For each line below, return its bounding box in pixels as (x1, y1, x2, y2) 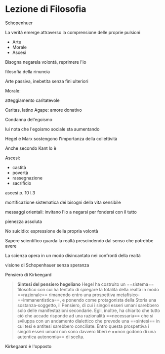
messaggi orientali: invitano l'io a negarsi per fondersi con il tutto (5, 209, 137, 215)
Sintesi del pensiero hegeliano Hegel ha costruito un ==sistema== (17, 281, 154, 287)
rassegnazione (12, 175, 43, 181)
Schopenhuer (5, 20, 33, 26)
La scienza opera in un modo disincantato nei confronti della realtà (5, 252, 141, 258)
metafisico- (116, 292, 140, 298)
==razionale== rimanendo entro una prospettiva (17, 292, 116, 298)
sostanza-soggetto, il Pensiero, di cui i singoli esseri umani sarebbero (17, 302, 159, 308)
